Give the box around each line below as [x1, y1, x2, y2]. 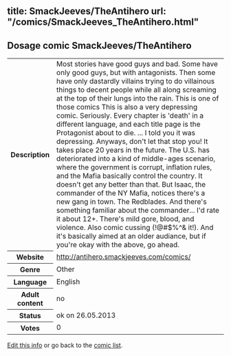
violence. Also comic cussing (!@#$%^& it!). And [56, 223, 214, 233]
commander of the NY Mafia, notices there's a [56, 189, 206, 198]
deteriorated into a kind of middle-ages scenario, [56, 154, 216, 164]
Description [10, 149, 50, 159]
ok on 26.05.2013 [56, 310, 116, 320]
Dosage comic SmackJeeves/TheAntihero [7, 39, 192, 51]
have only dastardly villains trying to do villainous [56, 76, 215, 86]
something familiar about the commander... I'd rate [56, 206, 220, 216]
